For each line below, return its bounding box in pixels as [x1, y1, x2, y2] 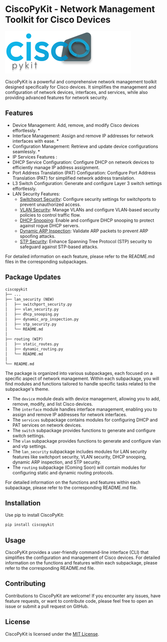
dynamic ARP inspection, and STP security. [12, 459, 101, 465]
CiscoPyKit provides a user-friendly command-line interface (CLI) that [5, 550, 149, 555]
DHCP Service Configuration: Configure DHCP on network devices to [12, 159, 155, 165]
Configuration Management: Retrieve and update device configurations [12, 143, 158, 149]
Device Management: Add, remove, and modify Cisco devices [12, 122, 139, 128]
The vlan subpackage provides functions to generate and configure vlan [12, 438, 161, 444]
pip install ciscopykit [5, 522, 55, 528]
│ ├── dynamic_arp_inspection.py [5, 317, 79, 322]
